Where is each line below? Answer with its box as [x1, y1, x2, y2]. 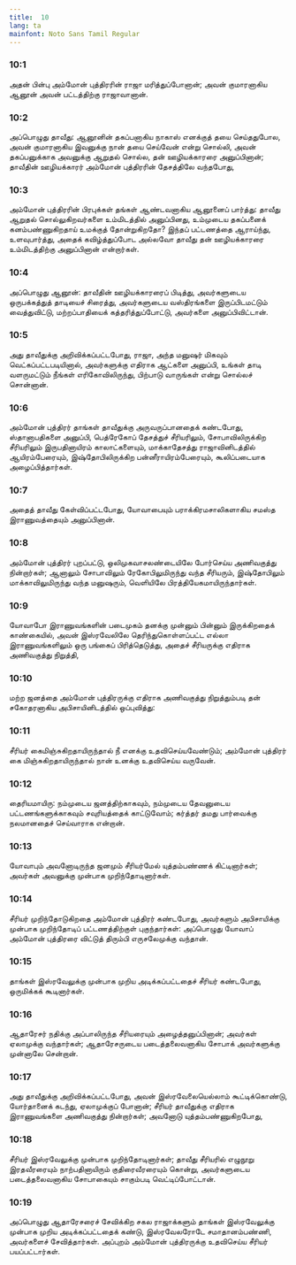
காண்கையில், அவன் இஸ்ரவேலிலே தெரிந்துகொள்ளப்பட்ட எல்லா [9, 630, 229, 640]
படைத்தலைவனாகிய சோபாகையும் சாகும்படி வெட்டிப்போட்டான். [9, 1173, 216, 1184]
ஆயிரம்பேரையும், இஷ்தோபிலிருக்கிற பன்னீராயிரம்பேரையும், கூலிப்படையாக [9, 452, 266, 463]
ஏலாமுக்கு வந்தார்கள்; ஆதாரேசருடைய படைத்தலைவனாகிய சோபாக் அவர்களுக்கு [9, 1039, 280, 1049]
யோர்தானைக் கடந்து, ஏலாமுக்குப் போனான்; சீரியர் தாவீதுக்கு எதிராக [9, 1100, 234, 1111]
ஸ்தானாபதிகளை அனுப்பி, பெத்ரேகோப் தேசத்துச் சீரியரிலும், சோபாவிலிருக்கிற [9, 432, 267, 442]
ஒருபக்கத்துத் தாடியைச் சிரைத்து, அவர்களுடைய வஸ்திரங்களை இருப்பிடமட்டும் [9, 296, 268, 307]
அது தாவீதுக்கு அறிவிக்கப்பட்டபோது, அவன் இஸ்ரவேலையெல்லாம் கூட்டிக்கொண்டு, [9, 1091, 288, 1101]
